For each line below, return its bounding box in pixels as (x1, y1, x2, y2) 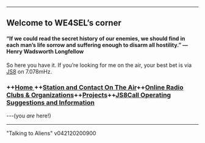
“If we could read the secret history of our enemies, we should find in (6, 35, 185, 42)
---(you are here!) (6, 112, 52, 119)
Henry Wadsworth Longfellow (6, 47, 84, 55)
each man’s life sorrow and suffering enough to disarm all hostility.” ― (6, 41, 188, 49)
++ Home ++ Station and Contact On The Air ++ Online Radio (6, 83, 184, 91)
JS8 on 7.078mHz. (6, 68, 52, 75)
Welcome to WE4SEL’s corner (6, 18, 122, 28)
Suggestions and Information (6, 98, 95, 106)
